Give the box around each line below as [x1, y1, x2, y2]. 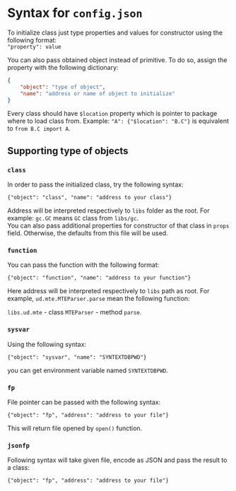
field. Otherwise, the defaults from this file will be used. [7, 229, 168, 237]
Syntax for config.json [7, 5, 143, 21]
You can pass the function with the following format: [7, 261, 160, 269]
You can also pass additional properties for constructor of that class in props [7, 221, 230, 230]
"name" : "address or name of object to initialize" [20, 90, 175, 97]
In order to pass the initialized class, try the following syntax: [7, 180, 184, 189]
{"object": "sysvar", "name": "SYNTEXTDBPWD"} [7, 353, 147, 361]
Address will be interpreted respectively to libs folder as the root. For [7, 206, 210, 215]
